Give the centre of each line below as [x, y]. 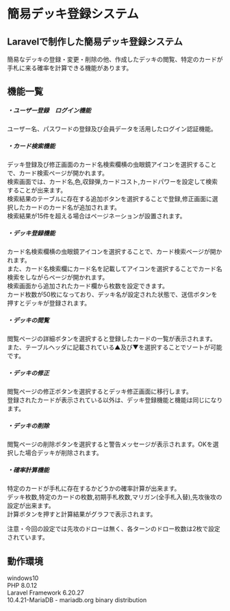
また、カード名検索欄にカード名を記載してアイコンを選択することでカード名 [115, 269]
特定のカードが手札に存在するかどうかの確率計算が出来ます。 [94, 489]
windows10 [23, 578]
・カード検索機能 [31, 146]
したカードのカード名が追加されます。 [67, 207]
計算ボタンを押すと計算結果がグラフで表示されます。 [82, 514]
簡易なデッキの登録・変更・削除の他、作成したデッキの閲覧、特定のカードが [115, 59]
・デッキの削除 [28, 426]
